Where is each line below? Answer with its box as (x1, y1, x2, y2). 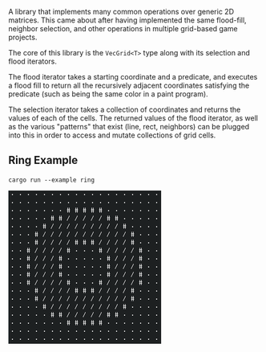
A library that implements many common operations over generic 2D (8, 7, 235, 16)
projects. (8, 32, 38, 42)
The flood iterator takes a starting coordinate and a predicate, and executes (8, 72, 258, 81)
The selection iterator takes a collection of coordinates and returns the (8, 104, 241, 114)
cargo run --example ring (8, 176, 95, 184)
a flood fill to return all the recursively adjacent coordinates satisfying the (8, 80, 250, 90)
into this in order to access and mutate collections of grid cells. (8, 130, 216, 140)
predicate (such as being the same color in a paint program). (8, 89, 208, 99)
